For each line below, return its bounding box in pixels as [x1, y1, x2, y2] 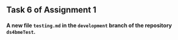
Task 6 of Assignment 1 [6, 5, 96, 15]
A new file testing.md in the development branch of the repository [6, 21, 173, 29]
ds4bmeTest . [6, 28, 36, 35]
